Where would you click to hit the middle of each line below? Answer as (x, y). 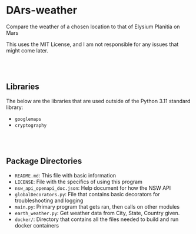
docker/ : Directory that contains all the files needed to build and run (97, 219)
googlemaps (28, 119)
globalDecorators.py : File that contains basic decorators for (87, 194)
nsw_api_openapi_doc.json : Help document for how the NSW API (93, 188)
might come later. (27, 50)
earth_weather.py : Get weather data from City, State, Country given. (97, 213)
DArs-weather (42, 10)
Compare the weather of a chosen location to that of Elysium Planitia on (93, 27)
